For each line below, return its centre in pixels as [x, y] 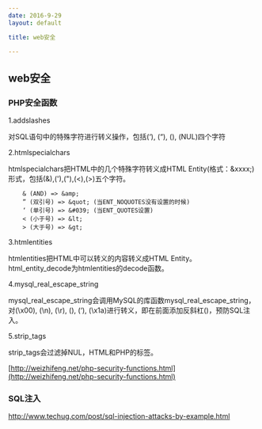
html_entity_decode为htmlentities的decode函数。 [88, 268]
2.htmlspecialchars [39, 153]
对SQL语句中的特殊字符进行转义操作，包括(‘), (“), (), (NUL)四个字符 [117, 137]
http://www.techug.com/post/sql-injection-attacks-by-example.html [119, 416]
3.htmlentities [30, 242]
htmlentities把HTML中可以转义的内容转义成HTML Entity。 [102, 259]
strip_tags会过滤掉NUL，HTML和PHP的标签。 [83, 352]
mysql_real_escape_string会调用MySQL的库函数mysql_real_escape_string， [132, 301]
